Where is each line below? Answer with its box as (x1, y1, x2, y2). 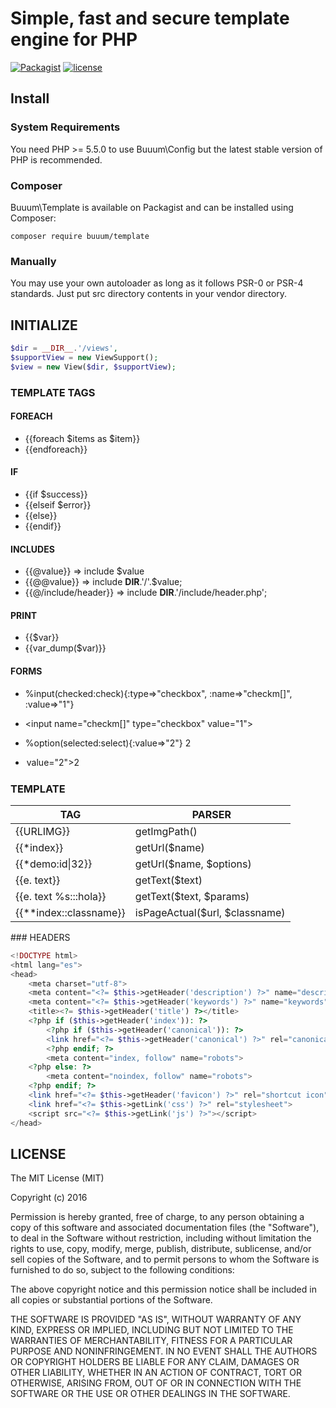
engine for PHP (10, 28, 138, 51)
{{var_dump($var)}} (24, 642, 107, 654)
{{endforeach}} (24, 443, 88, 455)
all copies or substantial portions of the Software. (10, 1294, 213, 1306)
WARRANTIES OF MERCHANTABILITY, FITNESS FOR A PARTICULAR (10, 1335, 293, 1347)
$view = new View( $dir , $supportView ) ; (10, 362, 177, 372)
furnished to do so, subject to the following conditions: (10, 1264, 235, 1276)
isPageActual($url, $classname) (134, 905, 286, 919)
